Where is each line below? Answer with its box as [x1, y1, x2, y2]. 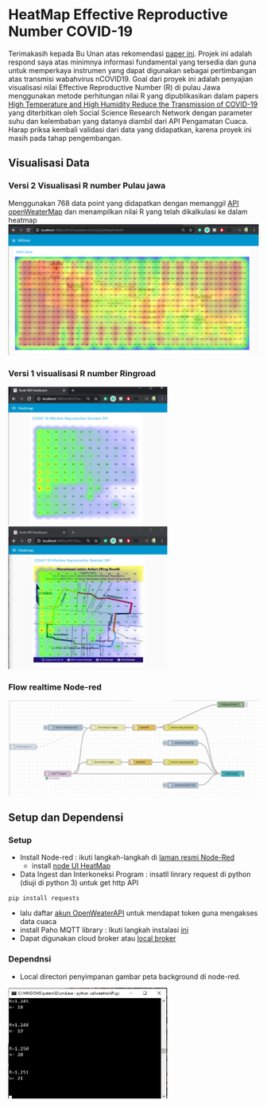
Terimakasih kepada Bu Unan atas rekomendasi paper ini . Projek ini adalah [8, 49, 253, 58]
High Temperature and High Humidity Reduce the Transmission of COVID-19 [8, 99, 258, 109]
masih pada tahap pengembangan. [8, 133, 122, 142]
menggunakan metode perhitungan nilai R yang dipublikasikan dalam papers [8, 91, 259, 100]
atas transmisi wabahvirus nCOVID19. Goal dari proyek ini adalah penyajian [8, 74, 253, 84]
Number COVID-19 [8, 22, 133, 41]
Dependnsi [8, 954, 52, 965]
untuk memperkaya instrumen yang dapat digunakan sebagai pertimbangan [8, 65, 257, 75]
